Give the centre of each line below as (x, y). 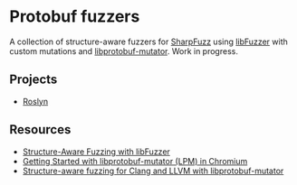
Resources (40, 129)
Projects (34, 80)
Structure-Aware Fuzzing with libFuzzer (96, 152)
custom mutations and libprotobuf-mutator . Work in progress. (124, 51)
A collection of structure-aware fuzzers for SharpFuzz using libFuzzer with (148, 42)
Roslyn (35, 101)
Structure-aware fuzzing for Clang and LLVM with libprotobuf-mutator (153, 171)
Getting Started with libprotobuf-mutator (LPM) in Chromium (135, 161)
